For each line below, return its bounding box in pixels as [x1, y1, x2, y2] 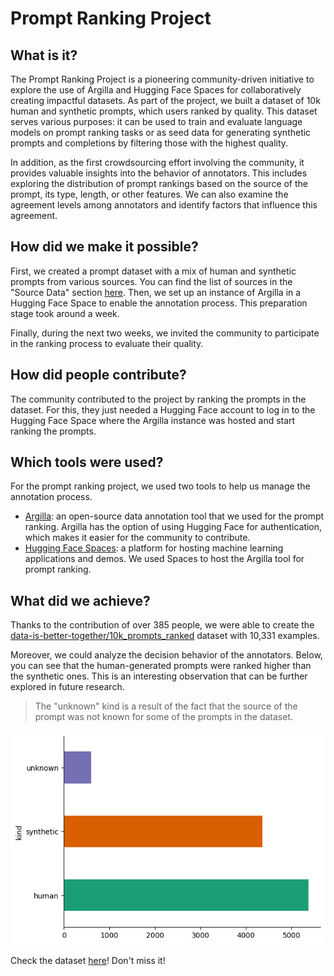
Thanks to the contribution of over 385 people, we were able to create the [10, 619, 315, 631]
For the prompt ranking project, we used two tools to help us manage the [10, 480, 311, 492]
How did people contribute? [10, 367, 187, 384]
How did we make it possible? [10, 238, 199, 256]
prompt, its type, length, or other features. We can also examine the [10, 188, 289, 200]
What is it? [10, 47, 78, 64]
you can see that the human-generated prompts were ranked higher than [10, 660, 312, 672]
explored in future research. [10, 681, 125, 693]
